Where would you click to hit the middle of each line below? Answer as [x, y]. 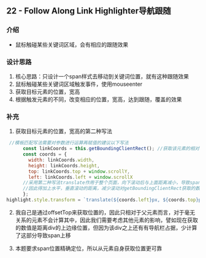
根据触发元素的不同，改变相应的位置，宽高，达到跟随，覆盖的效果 [98, 99]
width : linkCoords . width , [62, 160]
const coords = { [45, 154]
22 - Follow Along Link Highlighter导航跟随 [89, 11]
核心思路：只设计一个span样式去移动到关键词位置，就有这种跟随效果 [102, 76]
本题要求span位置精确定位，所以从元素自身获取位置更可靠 [89, 248]
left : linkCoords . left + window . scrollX [81, 177]
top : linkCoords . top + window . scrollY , [79, 171]
